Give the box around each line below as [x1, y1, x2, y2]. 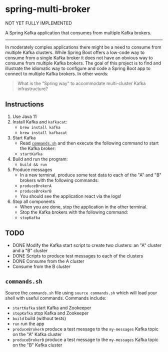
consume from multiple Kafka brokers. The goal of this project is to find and [5, 60, 161, 66]
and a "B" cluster [12, 247, 48, 253]
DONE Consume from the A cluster [12, 258, 84, 264]
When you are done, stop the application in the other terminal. [19, 203, 148, 209]
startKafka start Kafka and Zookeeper [12, 305, 91, 311]
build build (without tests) [12, 315, 66, 321]
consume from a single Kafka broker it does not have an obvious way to [5, 54, 153, 60]
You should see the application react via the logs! [19, 193, 121, 199]
